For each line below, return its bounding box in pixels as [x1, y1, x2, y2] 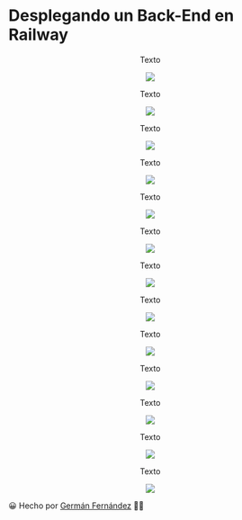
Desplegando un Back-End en [8, 5, 235, 26]
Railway [8, 24, 69, 45]
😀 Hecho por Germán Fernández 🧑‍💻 [8, 500, 145, 511]
